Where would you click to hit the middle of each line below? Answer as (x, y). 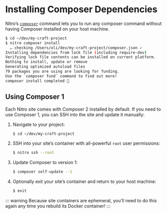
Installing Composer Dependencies (81, 9)
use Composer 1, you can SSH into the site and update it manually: (75, 114)
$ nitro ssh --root (33, 153)
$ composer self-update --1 (42, 172)
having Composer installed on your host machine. (57, 29)
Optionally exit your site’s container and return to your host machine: (84, 181)
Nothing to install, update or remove (46, 62)
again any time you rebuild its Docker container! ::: (58, 206)
